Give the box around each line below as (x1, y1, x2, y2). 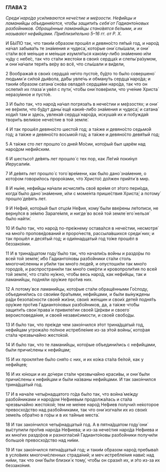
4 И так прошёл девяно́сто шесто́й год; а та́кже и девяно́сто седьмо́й (5, 126, 151, 132)
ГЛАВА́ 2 (5, 4, 27, 11)
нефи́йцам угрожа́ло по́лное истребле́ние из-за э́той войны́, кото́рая (5, 327, 150, 333)
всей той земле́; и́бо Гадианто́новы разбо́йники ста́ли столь (5, 256, 131, 262)
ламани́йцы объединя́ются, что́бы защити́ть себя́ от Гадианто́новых (5, 20, 149, 26)
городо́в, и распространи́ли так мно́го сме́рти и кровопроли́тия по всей (5, 266, 157, 272)
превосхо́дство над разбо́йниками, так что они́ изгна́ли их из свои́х (5, 407, 147, 413)
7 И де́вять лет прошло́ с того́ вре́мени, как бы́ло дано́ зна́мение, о (5, 171, 146, 177)
